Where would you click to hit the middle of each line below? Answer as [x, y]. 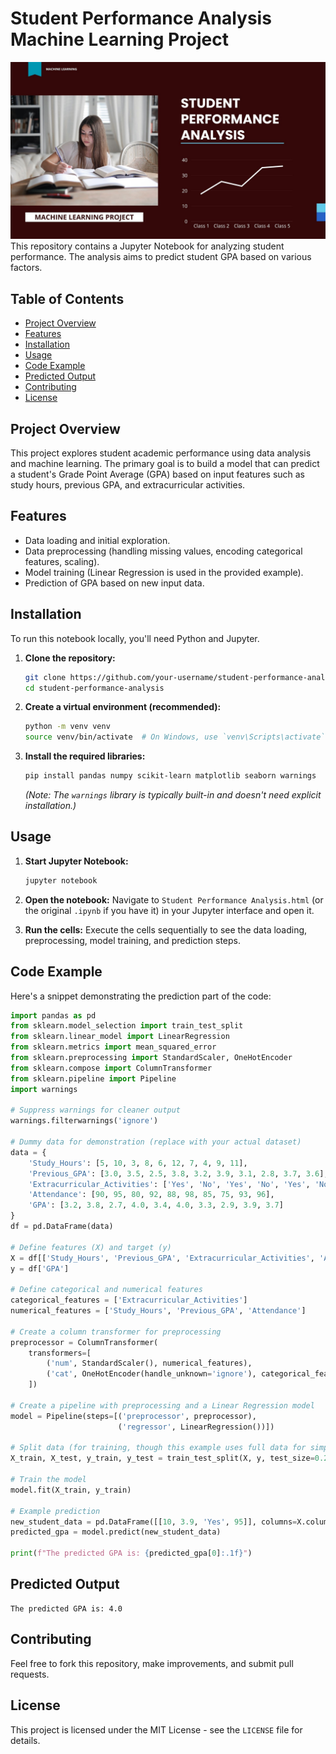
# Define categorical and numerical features [106, 1290]
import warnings [44, 1089]
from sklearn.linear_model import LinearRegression [120, 1037]
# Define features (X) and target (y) [91, 1247]
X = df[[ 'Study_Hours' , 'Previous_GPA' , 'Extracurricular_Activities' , [162, 1258]
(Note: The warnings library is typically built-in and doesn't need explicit [173, 795]
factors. [26, 268]
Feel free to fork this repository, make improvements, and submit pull [152, 1663]
